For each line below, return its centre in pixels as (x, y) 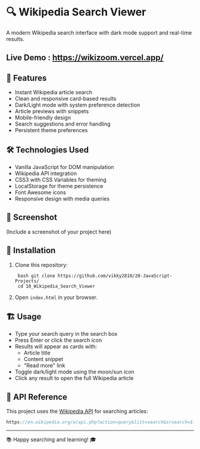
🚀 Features (26, 78)
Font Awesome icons (40, 192)
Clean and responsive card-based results (65, 99)
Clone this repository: (41, 265)
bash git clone (36, 276)
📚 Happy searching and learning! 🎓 (51, 439)
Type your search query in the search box (66, 334)
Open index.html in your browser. (56, 297)
